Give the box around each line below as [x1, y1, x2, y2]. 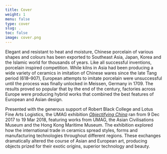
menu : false [5, 16, 30, 21]
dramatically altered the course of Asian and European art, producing [5, 138, 148, 144]
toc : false [5, 30, 28, 35]
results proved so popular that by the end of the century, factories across [5, 86, 156, 92]
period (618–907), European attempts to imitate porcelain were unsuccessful [5, 75, 162, 81]
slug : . [5, 26, 21, 31]
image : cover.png [5, 35, 41, 40]
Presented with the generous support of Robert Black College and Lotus [5, 106, 154, 112]
